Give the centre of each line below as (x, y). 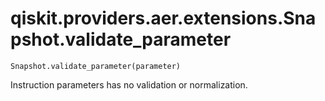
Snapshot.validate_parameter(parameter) (96, 66)
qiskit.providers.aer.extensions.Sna (163, 18)
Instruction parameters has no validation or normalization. (129, 84)
